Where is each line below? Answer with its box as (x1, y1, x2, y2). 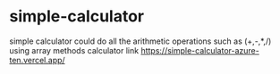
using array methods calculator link (9, 45, 140, 55)
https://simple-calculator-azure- (140, 45, 259, 55)
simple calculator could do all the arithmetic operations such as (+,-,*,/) (9, 36, 272, 46)
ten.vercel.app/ (9, 54, 65, 65)
